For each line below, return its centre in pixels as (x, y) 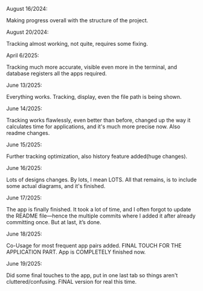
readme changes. (28, 133)
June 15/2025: (24, 145)
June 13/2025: (24, 85)
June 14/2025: (24, 108)
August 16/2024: (27, 9)
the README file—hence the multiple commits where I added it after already (101, 216)
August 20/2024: (27, 32)
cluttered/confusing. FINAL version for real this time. (72, 282)
